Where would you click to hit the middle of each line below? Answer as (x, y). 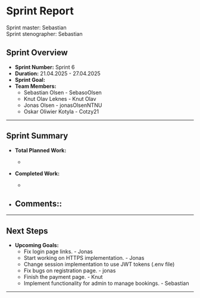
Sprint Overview (37, 53)
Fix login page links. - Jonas (58, 251)
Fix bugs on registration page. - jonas (70, 271)
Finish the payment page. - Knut (63, 277)
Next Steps (27, 231)
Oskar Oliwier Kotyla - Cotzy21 (61, 111)
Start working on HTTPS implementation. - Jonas (84, 258)
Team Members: (35, 86)
